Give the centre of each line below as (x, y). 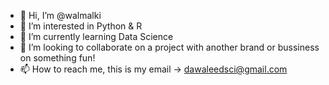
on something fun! (57, 58)
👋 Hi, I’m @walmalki (60, 15)
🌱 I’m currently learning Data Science (96, 36)
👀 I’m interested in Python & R (81, 26)
